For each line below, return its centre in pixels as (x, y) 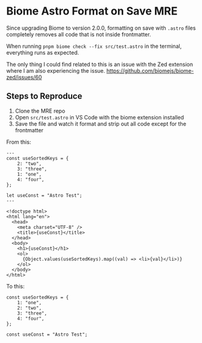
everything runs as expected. (43, 52)
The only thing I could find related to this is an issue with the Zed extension (100, 64)
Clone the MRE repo (40, 111)
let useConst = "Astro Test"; (44, 195)
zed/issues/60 (24, 77)
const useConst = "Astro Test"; (47, 335)
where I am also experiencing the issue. (56, 70)
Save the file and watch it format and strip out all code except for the (100, 124)
